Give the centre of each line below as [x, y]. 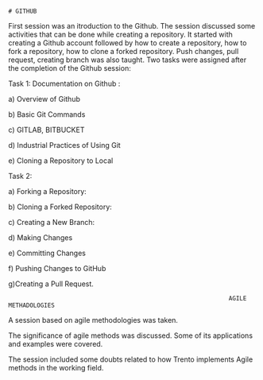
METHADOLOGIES [32, 305]
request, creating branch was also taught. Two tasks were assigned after [128, 60]
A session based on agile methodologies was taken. [93, 320]
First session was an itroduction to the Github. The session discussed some [132, 26]
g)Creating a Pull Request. [51, 284]
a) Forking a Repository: [48, 191]
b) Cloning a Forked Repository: [60, 207]
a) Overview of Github [44, 99]
